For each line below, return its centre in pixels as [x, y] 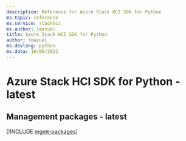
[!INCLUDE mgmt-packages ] [42, 131]
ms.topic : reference [33, 18]
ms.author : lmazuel [31, 29]
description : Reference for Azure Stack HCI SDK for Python [84, 12]
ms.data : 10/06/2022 [33, 52]
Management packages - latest [67, 117]
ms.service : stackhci [34, 23]
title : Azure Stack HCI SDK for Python [57, 35]
